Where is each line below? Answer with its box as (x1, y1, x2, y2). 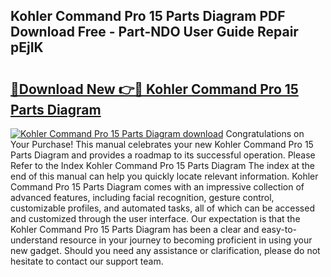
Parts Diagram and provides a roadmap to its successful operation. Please (10, 149, 316, 161)
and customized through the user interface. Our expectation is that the (10, 213, 301, 224)
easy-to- (261, 224, 298, 235)
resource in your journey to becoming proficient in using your (59, 234, 313, 246)
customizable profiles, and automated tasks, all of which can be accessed (10, 202, 315, 214)
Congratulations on (225, 128, 305, 139)
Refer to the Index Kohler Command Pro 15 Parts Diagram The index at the (10, 160, 316, 171)
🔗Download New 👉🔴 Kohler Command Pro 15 (10, 80, 299, 98)
